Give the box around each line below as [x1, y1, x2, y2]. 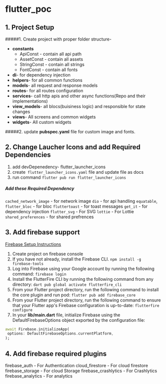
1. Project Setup [5, 23, 54, 32]
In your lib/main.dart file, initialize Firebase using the [12, 312, 121, 318]
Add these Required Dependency [5, 186, 75, 192]
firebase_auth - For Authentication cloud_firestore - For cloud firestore [5, 363, 148, 369]
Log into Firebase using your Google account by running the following [12, 266, 155, 271]
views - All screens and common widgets [12, 114, 96, 119]
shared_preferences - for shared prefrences [5, 214, 94, 220]
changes [12, 109, 31, 115]
